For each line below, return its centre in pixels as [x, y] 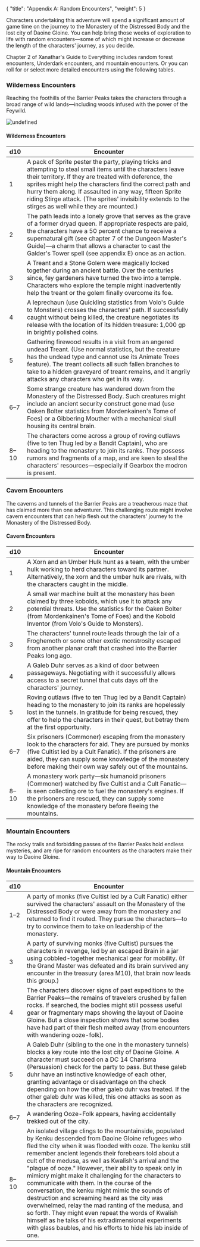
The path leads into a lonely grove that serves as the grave [108, 216]
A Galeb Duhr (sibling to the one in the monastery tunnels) [108, 1045]
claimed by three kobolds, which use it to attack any [99, 601]
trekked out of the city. [58, 1121]
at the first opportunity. [59, 727]
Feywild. [16, 111]
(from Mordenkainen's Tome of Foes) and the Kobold [101, 616]
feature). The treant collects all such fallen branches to [103, 364]
